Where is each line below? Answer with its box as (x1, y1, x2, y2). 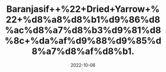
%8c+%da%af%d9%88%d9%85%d (4, 35, 162, 47)
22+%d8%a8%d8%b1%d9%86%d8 (5, 14, 161, 25)
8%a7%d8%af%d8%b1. (31, 46, 135, 57)
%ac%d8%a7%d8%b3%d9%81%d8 (4, 25, 162, 36)
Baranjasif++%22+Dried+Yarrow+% (6, 3, 160, 15)
